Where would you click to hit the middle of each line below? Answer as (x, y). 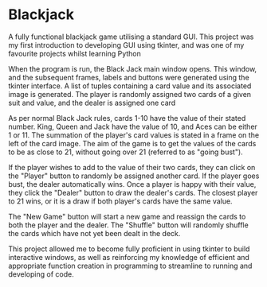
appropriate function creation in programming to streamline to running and (130, 266)
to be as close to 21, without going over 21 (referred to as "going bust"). (126, 152)
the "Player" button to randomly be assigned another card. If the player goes (134, 176)
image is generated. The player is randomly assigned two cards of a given (130, 94)
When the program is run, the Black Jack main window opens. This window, (133, 68)
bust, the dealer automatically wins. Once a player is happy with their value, (132, 184)
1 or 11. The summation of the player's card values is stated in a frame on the (134, 135)
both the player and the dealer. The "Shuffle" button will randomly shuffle (128, 225)
